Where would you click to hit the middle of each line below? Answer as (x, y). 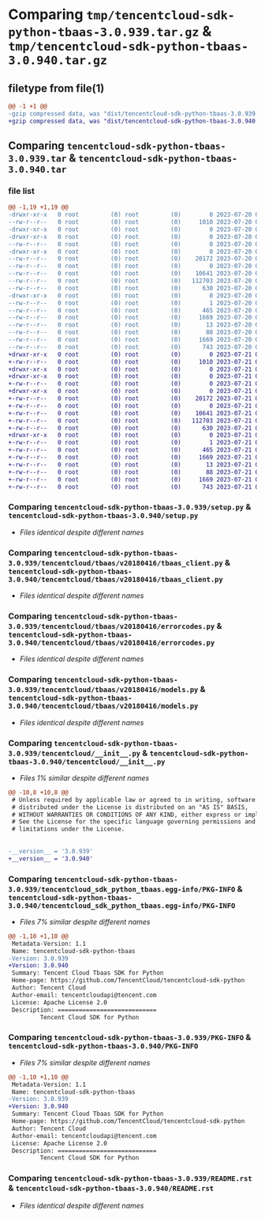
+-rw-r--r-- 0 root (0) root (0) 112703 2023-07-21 (130, 421)
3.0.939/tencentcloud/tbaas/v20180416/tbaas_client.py (116, 563)
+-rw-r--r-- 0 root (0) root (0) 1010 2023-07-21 (130, 361)
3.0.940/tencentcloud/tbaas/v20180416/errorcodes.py (112, 643)
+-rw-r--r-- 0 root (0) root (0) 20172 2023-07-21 (130, 399)
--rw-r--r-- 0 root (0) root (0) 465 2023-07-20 (130, 310)
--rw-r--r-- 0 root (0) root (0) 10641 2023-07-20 (130, 274)
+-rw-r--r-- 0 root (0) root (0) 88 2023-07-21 (130, 472)
